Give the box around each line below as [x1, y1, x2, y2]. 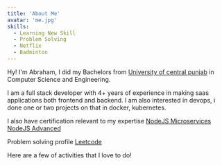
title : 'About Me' [7, 10, 60, 17]
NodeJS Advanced [7, 124, 61, 132]
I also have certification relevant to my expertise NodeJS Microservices [7, 116, 212, 125]
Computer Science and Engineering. [7, 75, 111, 83]
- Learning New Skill [13, 29, 76, 37]
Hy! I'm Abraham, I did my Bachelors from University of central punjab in [7, 67, 214, 76]
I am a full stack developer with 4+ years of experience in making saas [7, 88, 210, 97]
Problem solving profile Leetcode [7, 137, 102, 146]
